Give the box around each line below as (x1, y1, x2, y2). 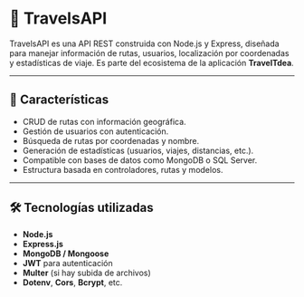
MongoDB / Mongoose (22, 248, 109, 259)
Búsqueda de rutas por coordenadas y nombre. (22, 135, 200, 146)
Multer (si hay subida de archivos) (22, 267, 151, 278)
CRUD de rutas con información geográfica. (22, 116, 187, 127)
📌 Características (9, 92, 109, 108)
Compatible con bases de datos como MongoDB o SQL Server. (22, 154, 258, 166)
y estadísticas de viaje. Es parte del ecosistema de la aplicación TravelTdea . (9, 57, 294, 68)
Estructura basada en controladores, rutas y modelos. (22, 164, 223, 175)
